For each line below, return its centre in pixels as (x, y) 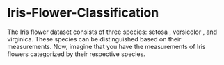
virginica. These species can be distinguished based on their (94, 39)
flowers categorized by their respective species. (77, 54)
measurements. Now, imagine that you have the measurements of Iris (106, 46)
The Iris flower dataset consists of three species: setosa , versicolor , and (112, 32)
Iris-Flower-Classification (83, 13)
